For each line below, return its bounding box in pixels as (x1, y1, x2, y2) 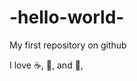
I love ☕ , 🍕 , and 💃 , (9, 59, 84, 71)
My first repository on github (9, 39, 127, 51)
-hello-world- (9, 6, 125, 29)
